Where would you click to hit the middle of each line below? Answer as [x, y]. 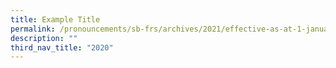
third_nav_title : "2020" [62, 47]
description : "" [44, 38]
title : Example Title [55, 19]
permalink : [33, 29]
